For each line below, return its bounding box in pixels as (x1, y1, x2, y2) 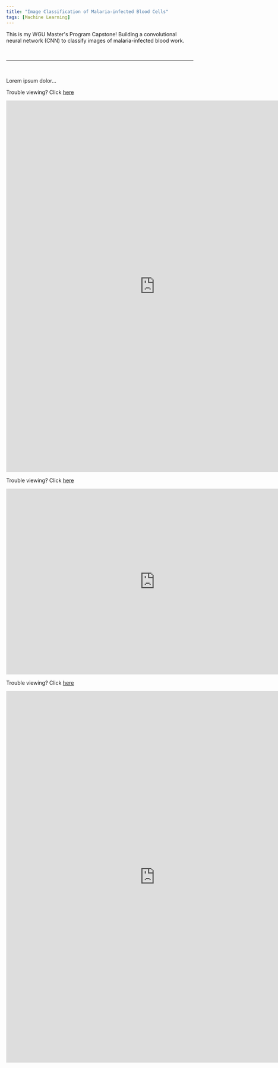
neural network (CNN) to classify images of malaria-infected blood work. (6, 37, 185, 44)
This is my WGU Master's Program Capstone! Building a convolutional (6, 30, 177, 37)
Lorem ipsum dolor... (6, 77, 56, 84)
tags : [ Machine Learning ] (6, 14, 70, 20)
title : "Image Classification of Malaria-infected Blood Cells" (6, 8, 169, 15)
